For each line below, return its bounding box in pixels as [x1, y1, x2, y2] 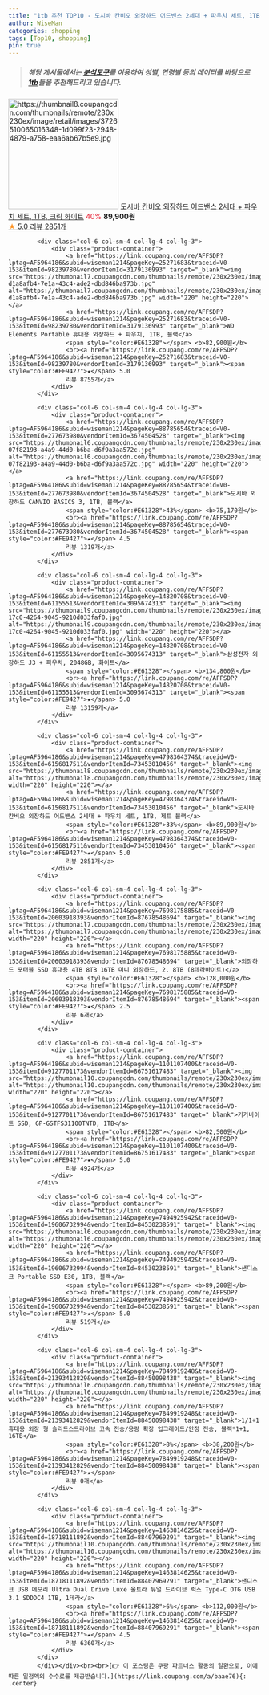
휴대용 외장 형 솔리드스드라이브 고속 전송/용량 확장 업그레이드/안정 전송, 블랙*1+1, [8, 1425, 251, 1433]
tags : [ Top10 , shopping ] [8, 34, 91, 43]
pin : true [8, 42, 42, 50]
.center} [8, 1680, 38, 1688]
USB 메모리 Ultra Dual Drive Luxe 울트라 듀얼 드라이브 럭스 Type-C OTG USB [17, 1586, 256, 1594]
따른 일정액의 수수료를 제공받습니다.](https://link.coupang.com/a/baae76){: [8, 1673, 247, 1681]
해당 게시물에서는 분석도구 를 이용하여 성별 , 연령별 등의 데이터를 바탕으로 [27, 67, 251, 77]
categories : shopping [8, 26, 81, 35]
